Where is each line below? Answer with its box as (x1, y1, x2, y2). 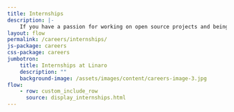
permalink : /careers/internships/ (7, 36, 108, 43)
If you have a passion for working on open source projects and (19, 23, 210, 30)
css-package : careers (7, 49, 70, 56)
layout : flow (7, 29, 45, 37)
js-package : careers (7, 42, 68, 49)
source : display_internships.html (25, 95, 127, 102)
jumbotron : (7, 56, 39, 63)
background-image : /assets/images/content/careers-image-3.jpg (19, 74, 208, 82)
